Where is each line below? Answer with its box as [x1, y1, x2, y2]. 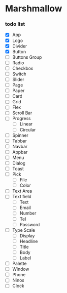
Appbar [12, 149, 28, 155]
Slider [12, 76, 25, 82]
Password [19, 221, 40, 227]
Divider [12, 43, 27, 49]
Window [12, 266, 30, 272]
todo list [5, 21, 26, 28]
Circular [19, 126, 36, 132]
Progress [12, 116, 31, 122]
